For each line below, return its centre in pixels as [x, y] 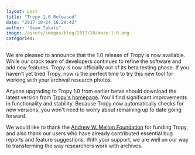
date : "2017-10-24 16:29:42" [42, 22]
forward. [16, 116]
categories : [20, 38]
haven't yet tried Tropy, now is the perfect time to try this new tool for [90, 74]
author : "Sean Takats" [34, 28]
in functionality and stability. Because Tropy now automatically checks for [95, 103]
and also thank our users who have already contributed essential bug [90, 133]
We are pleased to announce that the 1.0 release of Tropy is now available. [96, 55]
